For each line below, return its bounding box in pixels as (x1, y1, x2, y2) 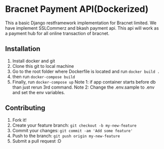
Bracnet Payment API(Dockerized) (5, 3, 149, 15)
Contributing (5, 104, 45, 112)
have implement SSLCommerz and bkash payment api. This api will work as (5, 25, 159, 31)
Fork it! (12, 117, 27, 123)
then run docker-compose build (12, 73, 75, 80)
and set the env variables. (12, 89, 65, 95)
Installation (5, 45, 41, 53)
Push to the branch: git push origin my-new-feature (12, 133, 120, 139)
